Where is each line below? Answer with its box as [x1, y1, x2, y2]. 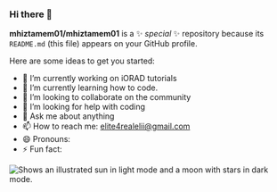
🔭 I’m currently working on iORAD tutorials [21, 73, 177, 84]
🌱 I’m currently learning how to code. [21, 82, 159, 93]
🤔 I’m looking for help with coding [21, 102, 145, 113]
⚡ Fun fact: [21, 144, 62, 154]
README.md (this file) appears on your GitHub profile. [9, 38, 198, 49]
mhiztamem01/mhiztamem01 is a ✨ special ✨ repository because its [9, 29, 265, 39]
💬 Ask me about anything [21, 111, 115, 121]
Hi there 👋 [9, 8, 53, 21]
